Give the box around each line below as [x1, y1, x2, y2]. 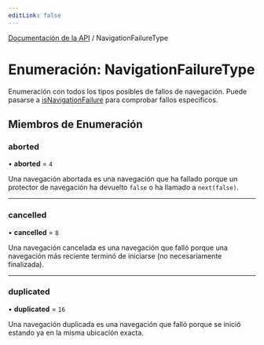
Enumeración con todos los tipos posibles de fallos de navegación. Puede [8, 86, 247, 96]
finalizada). [8, 259, 45, 269]
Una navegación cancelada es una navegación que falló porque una [8, 243, 228, 252]
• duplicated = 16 [8, 304, 65, 314]
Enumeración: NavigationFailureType [8, 61, 255, 79]
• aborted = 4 [8, 159, 53, 169]
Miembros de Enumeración [8, 117, 143, 130]
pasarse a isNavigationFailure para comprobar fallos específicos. [8, 95, 218, 105]
